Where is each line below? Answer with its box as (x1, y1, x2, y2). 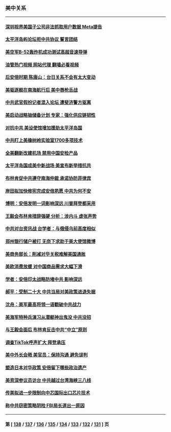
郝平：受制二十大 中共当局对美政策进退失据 (5, 289, 96, 295)
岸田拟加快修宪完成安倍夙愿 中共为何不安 (5, 188, 92, 194)
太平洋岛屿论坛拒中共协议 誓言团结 (5, 36, 78, 42)
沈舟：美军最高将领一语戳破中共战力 (5, 301, 81, 307)
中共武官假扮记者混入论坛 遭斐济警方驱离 (5, 99, 92, 106)
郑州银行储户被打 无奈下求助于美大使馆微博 (5, 238, 96, 244)
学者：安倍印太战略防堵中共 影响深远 (5, 276, 82, 282)
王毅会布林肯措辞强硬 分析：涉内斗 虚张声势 (5, 213, 97, 219)
